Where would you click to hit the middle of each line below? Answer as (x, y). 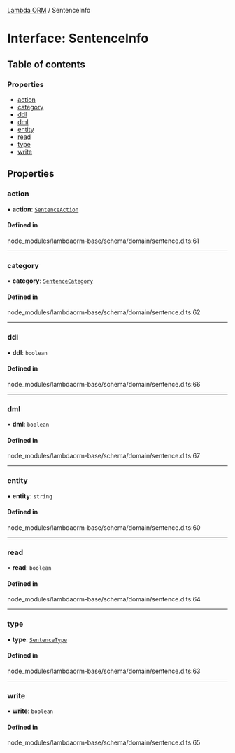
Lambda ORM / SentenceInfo (49, 10)
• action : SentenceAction (43, 209)
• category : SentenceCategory (50, 281)
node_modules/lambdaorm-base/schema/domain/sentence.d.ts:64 (104, 599)
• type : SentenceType (37, 639)
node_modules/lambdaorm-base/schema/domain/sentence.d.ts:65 (104, 742)
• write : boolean (30, 711)
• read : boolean (29, 568)
